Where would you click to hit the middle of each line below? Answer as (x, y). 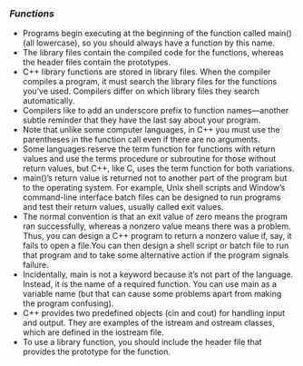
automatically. (49, 101)
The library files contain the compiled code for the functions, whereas (153, 53)
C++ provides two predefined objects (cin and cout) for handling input (154, 313)
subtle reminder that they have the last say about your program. (142, 120)
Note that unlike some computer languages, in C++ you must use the (151, 130)
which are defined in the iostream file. (93, 332)
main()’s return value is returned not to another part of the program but (155, 178)
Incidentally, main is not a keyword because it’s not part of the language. (158, 274)
